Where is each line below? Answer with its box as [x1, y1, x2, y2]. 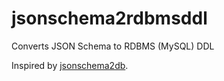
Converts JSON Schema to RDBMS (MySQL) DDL [11, 40, 215, 52]
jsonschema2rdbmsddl [11, 7, 208, 30]
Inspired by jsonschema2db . [11, 59, 129, 71]
